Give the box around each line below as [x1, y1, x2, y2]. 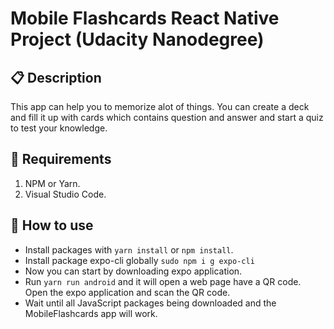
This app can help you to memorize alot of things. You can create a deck [10, 101, 310, 112]
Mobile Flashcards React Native [10, 7, 280, 30]
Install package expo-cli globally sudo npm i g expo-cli [24, 254, 255, 266]
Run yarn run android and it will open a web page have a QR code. [24, 275, 302, 287]
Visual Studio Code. [24, 188, 107, 200]
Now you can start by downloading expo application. [24, 265, 243, 277]
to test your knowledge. [10, 122, 108, 134]
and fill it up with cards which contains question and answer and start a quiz [10, 112, 324, 123]
